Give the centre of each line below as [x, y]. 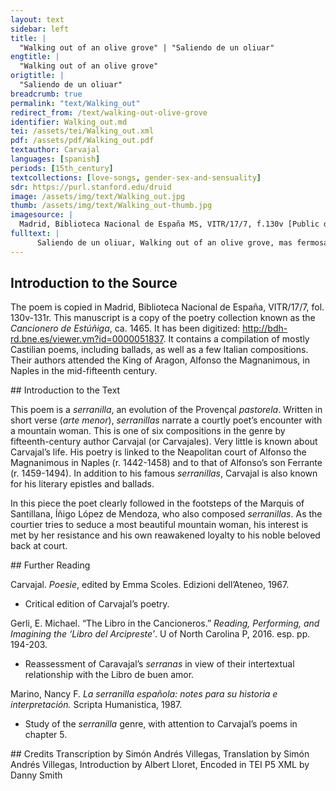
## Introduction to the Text [65, 390]
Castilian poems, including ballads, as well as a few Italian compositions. [159, 350]
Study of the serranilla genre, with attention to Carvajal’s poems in [161, 724]
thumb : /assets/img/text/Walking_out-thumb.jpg [111, 206]
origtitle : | [37, 76]
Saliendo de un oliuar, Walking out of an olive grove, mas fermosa [182, 242]
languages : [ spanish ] [55, 159]
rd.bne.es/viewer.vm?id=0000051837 [87, 339]
